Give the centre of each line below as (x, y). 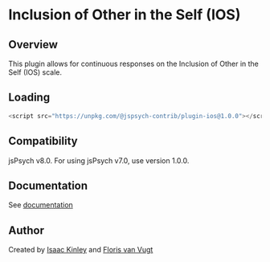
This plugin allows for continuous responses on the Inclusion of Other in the (134, 63)
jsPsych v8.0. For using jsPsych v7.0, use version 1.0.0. (99, 160)
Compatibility (43, 141)
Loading (29, 98)
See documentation (41, 205)
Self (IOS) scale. (35, 72)
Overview (33, 45)
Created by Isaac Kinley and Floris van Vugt (81, 250)
